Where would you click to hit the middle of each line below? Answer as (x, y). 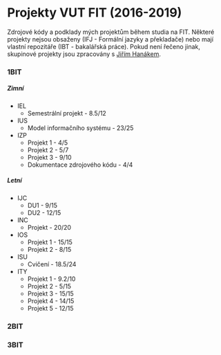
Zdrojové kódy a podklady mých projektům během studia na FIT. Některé (111, 32)
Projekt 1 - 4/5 (48, 143)
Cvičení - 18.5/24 (52, 264)
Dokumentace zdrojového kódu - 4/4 (80, 165)
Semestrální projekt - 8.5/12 (67, 113)
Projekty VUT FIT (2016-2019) (95, 13)
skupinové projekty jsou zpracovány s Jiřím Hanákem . (84, 54)
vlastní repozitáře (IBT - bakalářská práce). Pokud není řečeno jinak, (104, 46)
